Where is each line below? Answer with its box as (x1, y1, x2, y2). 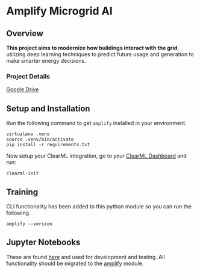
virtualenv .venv (6, 131, 50, 137)
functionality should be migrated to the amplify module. (6, 260, 144, 267)
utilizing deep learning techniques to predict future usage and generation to (6, 51, 194, 58)
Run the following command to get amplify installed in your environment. (6, 120, 187, 127)
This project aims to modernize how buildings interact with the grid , (6, 44, 180, 51)
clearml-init (6, 170, 39, 176)
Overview (6, 28, 44, 39)
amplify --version (6, 220, 52, 227)
